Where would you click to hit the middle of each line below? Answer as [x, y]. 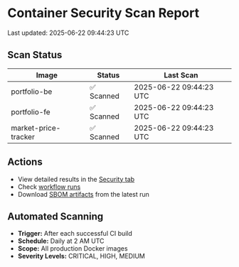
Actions [25, 162]
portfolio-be [32, 92]
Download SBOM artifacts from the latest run [83, 194]
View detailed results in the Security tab [76, 179]
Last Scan [181, 75]
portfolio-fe [31, 111]
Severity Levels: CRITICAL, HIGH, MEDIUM [81, 256]
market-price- [36, 128]
